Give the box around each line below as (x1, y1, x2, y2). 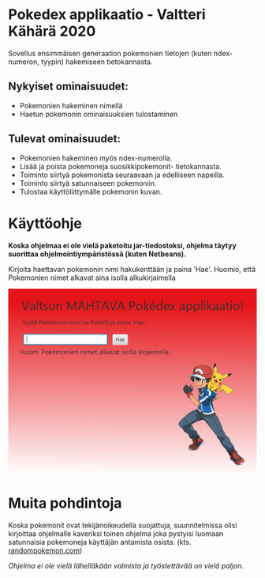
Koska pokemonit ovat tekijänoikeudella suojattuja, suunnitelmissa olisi (8, 520, 237, 530)
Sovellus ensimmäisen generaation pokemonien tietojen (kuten (8, 48, 212, 58)
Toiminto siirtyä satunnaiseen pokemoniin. (19, 178, 157, 187)
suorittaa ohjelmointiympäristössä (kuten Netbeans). (8, 249, 187, 259)
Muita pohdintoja (8, 494, 122, 512)
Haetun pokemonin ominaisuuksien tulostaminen (19, 109, 178, 119)
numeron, (8, 57, 39, 66)
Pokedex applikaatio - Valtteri (8, 6, 207, 24)
